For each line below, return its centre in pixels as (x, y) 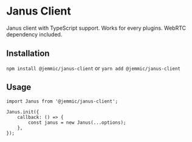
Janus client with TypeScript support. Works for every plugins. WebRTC (96, 28)
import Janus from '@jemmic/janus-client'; (62, 101)
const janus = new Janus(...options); (77, 123)
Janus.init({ (23, 112)
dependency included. (34, 34)
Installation (28, 54)
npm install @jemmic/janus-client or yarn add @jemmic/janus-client (94, 68)
